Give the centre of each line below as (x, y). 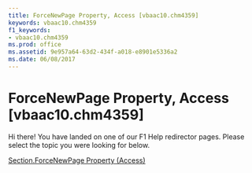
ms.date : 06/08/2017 (42, 60)
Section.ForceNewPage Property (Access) (77, 160)
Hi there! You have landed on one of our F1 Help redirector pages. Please (126, 136)
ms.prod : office (35, 45)
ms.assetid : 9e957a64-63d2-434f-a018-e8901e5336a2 (93, 52)
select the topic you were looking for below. (79, 145)
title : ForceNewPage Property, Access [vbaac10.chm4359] (104, 15)
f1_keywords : (30, 30)
